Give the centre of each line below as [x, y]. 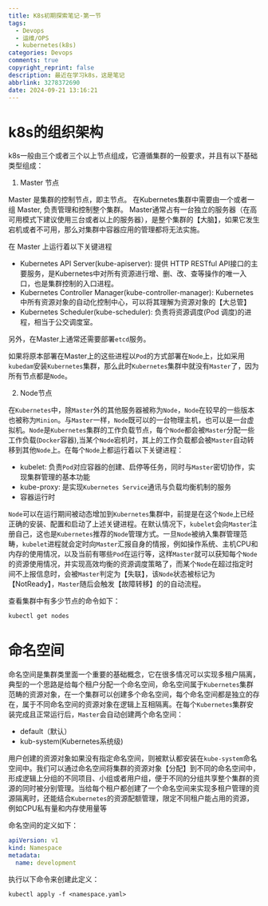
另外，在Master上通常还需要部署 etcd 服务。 [79, 339]
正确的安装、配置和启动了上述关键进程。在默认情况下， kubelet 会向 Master [130, 524]
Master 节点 [39, 183]
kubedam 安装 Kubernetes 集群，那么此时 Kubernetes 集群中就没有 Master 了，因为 [134, 366]
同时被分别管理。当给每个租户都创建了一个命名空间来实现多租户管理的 [137, 788]
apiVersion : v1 [33, 840]
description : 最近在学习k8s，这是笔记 [67, 75]
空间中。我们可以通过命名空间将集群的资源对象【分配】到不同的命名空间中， [134, 768]
